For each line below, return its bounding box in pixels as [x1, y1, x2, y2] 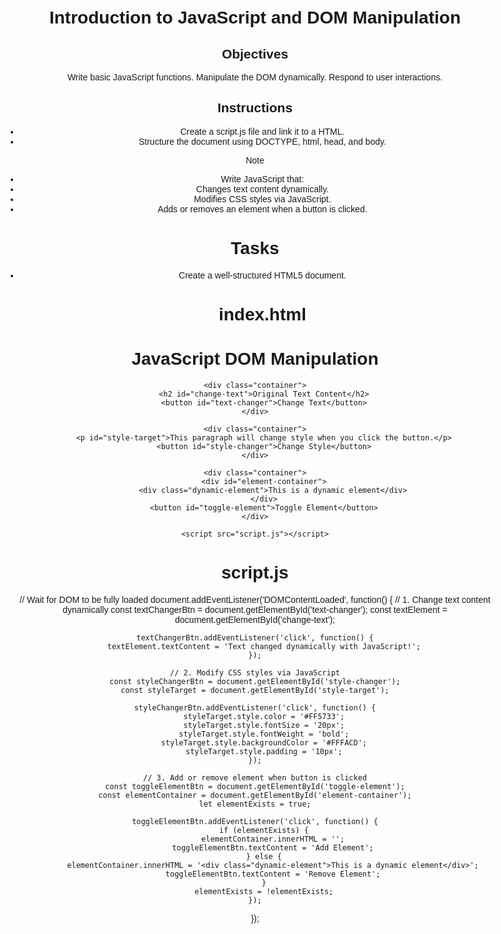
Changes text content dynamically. [195, 183, 329, 195]
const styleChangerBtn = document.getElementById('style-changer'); [109, 676, 401, 686]
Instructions [216, 100, 294, 116]
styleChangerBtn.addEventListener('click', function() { [133, 702, 377, 713]
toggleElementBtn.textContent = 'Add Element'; [171, 842, 374, 853]
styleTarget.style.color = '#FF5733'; [183, 711, 345, 721]
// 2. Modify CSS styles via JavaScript [169, 667, 341, 678]
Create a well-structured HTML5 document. [178, 269, 347, 281]
